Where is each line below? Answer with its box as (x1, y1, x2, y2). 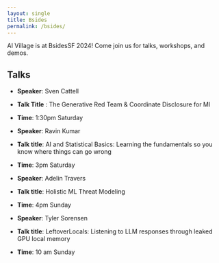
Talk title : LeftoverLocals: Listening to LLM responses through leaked (16, 227, 214, 236)
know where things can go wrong (16, 148, 112, 156)
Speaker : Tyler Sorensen (16, 214, 88, 222)
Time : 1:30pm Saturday (16, 114, 83, 122)
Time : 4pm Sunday (16, 201, 72, 209)
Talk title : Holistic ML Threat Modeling (16, 187, 125, 196)
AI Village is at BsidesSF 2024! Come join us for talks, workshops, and (7, 42, 205, 50)
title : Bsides (7, 16, 48, 23)
